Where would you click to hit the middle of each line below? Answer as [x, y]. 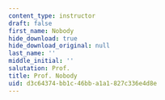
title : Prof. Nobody [43, 76]
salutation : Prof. [39, 69]
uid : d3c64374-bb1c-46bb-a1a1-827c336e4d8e [83, 83]
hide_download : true [43, 38]
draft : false [30, 23]
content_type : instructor [52, 16]
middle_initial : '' [41, 61]
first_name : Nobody [41, 31]
